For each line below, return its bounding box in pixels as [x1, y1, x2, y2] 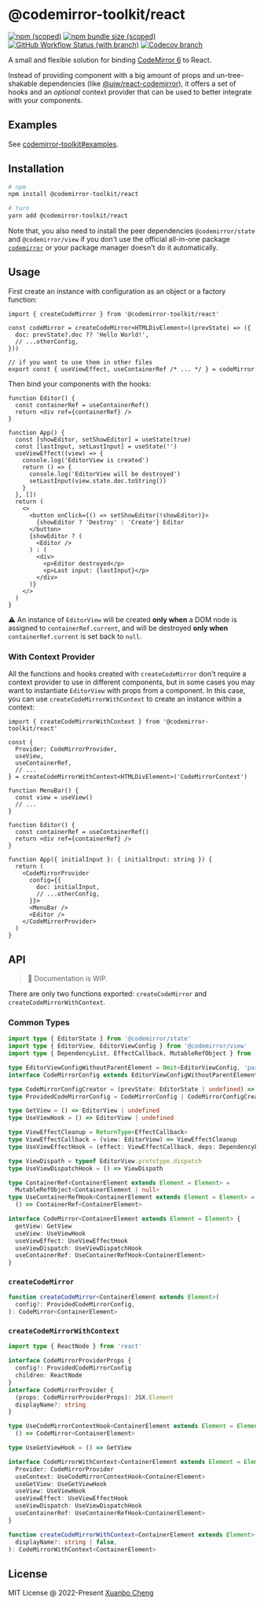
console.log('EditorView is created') [22, 456, 149, 464]
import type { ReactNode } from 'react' [8, 1343, 143, 1351]
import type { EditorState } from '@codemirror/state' [8, 1035, 192, 1043]
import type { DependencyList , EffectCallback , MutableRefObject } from [8, 1050, 251, 1058]
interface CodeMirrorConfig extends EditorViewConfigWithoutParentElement [8, 1071, 258, 1079]
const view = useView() [15, 794, 93, 802]
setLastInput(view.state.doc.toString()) [28, 476, 167, 485]
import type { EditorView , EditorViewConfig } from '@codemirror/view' [8, 1042, 247, 1051]
